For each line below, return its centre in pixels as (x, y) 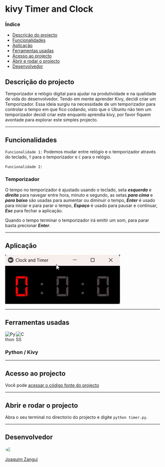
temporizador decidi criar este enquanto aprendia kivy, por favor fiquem (78, 115)
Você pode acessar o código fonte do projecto (52, 385)
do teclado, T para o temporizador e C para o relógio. (58, 157)
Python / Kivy (22, 352)
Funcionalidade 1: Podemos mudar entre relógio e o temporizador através (81, 152)
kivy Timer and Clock (49, 9)
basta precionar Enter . (28, 226)
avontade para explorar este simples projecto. (52, 120)
